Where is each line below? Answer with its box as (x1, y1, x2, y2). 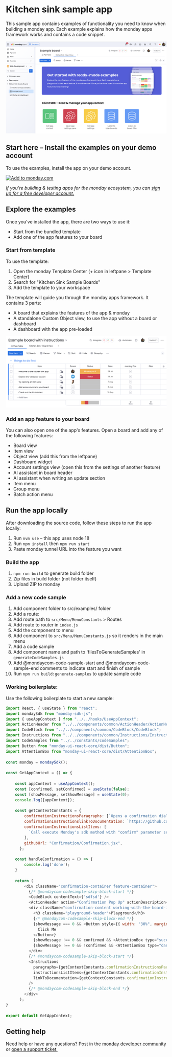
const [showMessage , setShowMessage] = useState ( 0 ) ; (15, 792, 130, 797)
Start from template (6, 246, 56, 254)
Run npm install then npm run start (13, 541, 90, 547)
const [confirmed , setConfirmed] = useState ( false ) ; (15, 786, 130, 792)
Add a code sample (13, 643, 55, 650)
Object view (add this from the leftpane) (13, 454, 97, 460)
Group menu (13, 486, 40, 492)
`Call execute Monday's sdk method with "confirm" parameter (28, 829, 161, 835)
